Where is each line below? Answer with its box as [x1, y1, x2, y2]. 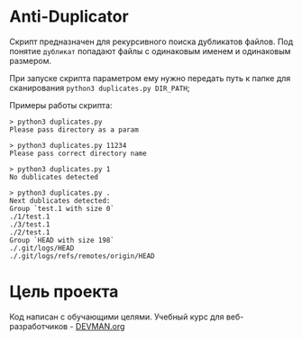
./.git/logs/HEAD [9, 244, 75, 253]
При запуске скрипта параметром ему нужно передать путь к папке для [9, 72, 291, 83]
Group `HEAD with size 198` [9, 235, 115, 244]
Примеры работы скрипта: [9, 99, 113, 110]
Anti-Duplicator [9, 6, 129, 27]
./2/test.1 [9, 227, 50, 236]
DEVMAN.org [75, 320, 125, 331]
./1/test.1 [9, 212, 50, 221]
